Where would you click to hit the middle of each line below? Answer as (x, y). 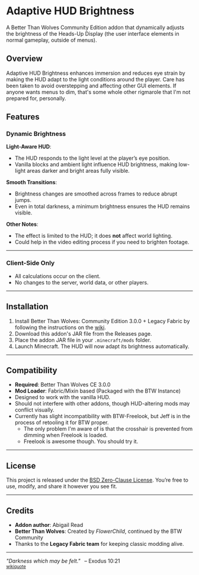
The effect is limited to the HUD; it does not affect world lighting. (94, 236)
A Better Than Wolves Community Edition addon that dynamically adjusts (95, 27)
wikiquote (16, 566)
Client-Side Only (31, 263)
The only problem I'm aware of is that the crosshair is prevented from (108, 429)
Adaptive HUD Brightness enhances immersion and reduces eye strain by (96, 73)
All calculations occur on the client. (57, 276)
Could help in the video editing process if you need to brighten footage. (102, 242)
